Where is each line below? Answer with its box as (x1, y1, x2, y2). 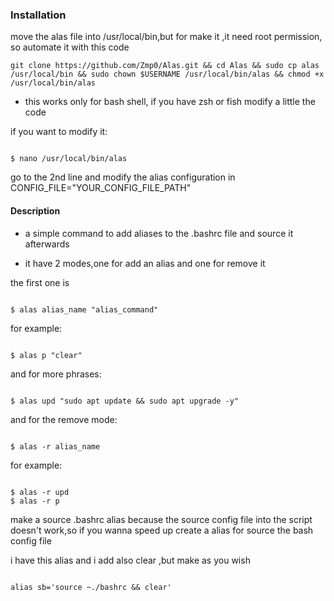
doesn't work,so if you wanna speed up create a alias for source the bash (10, 524, 314, 536)
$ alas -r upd (10, 487, 70, 497)
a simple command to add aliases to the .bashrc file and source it (24, 227, 294, 239)
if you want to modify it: (10, 126, 108, 138)
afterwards (24, 238, 70, 250)
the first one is (10, 276, 70, 288)
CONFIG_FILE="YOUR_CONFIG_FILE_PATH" (10, 182, 192, 194)
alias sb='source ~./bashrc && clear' (10, 582, 172, 592)
